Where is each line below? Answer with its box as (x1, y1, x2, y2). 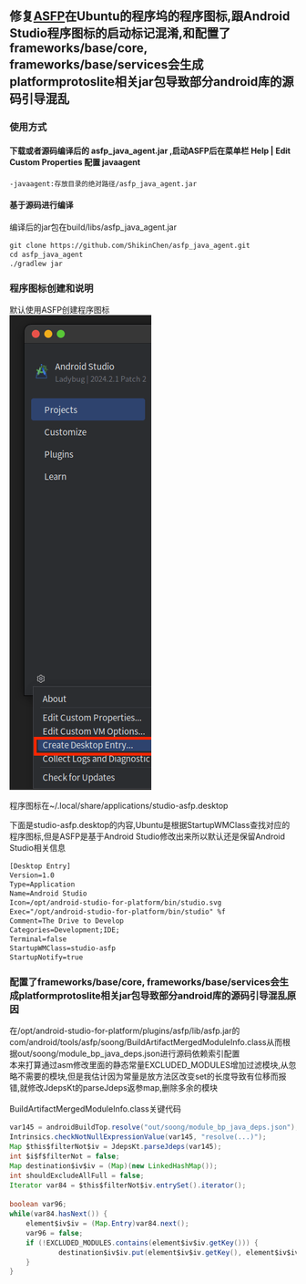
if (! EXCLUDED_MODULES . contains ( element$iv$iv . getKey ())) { (25, 1238, 259, 1248)
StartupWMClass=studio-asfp (9, 944, 117, 953)
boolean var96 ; (9, 1200, 67, 1209)
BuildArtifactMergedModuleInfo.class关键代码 (9, 1103, 182, 1114)
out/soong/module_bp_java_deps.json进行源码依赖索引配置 (16, 1048, 240, 1060)
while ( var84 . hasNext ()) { (9, 1209, 107, 1219)
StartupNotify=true (9, 953, 84, 962)
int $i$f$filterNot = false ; (9, 1152, 120, 1161)
